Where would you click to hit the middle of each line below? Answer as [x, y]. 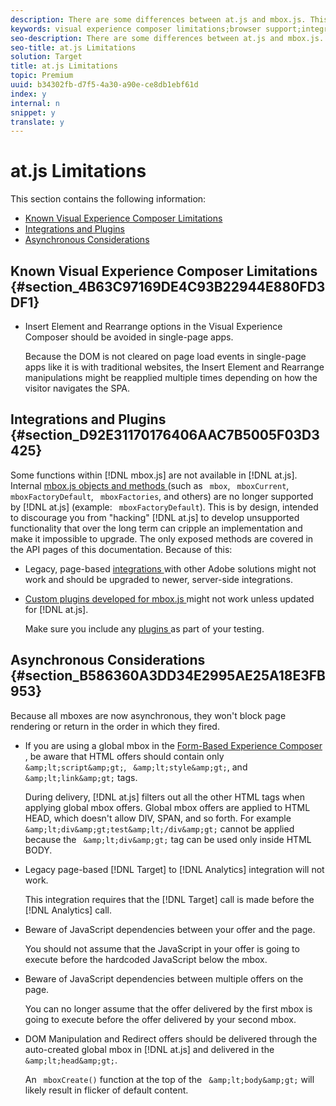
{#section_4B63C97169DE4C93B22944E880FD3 [168, 286]
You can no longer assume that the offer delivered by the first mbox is [168, 1008]
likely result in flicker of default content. [106, 1090]
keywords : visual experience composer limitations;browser [136, 29]
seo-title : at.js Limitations [73, 47]
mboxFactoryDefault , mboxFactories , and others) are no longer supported [162, 496]
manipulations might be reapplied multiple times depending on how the [171, 377]
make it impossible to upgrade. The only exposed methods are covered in [162, 538]
